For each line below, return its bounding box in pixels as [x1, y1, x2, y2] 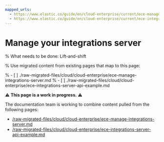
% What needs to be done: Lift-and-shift [5, 53, 86, 59]
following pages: [5, 107, 39, 113]
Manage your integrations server [5, 37, 142, 48]
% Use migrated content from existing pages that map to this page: [5, 63, 141, 69]
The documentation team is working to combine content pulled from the [5, 101, 150, 107]
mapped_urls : [5, 7, 32, 12]
